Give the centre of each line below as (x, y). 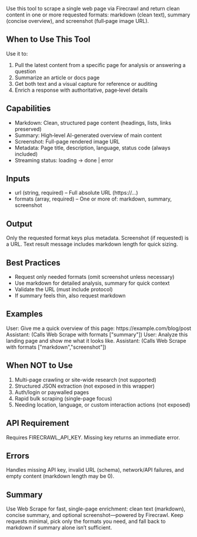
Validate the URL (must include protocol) (64, 289)
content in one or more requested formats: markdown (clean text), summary (98, 15)
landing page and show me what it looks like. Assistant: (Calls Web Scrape (96, 341)
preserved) (28, 129)
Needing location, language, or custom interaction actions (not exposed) (102, 405)
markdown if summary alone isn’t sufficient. (59, 528)
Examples (24, 314)
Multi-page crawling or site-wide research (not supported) (86, 379)
